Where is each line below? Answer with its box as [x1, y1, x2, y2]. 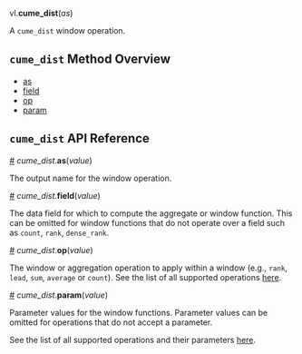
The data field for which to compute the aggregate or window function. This [9, 208, 293, 219]
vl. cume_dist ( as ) [9, 8, 73, 18]
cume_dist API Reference [9, 131, 150, 146]
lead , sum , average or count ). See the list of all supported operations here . [9, 271, 282, 282]
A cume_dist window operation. [9, 25, 126, 35]
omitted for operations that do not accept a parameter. [9, 317, 213, 328]
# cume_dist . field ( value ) [9, 190, 102, 201]
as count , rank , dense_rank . [9, 227, 110, 238]
